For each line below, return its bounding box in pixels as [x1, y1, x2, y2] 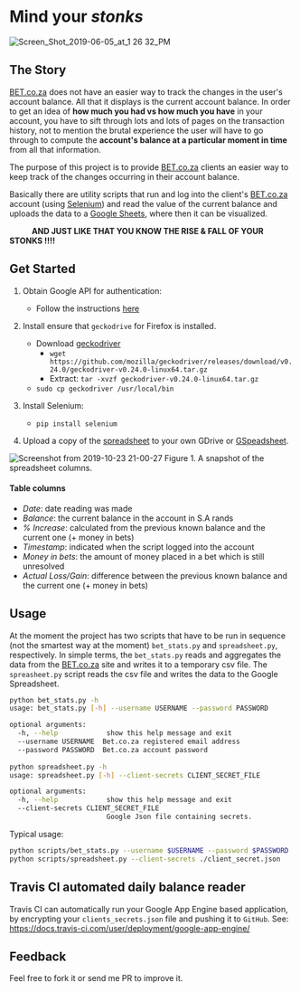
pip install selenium [35, 419, 117, 429]
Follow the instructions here [35, 303, 140, 314]
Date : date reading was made [22, 503, 133, 514]
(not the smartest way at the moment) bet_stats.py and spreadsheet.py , [9, 639, 278, 650]
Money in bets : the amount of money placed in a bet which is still [22, 551, 265, 562]
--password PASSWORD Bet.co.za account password [17, 745, 208, 754]
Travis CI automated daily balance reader [9, 880, 246, 895]
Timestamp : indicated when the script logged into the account [22, 541, 255, 552]
